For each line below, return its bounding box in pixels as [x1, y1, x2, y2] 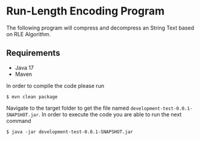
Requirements [6, 48, 60, 58]
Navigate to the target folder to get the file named [6, 104, 130, 111]
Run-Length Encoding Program [6, 4, 164, 18]
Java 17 [14, 64, 34, 71]
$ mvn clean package [6, 93, 58, 100]
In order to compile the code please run [6, 82, 104, 89]
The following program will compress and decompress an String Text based [6, 24, 195, 31]
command [6, 117, 31, 124]
